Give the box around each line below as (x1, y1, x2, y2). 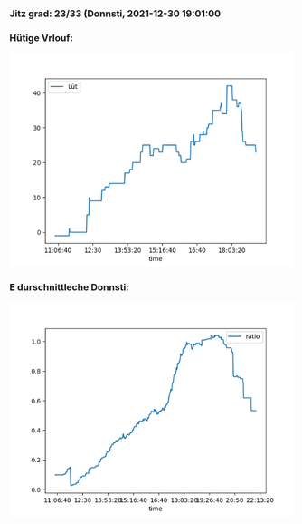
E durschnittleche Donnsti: (9, 281, 129, 294)
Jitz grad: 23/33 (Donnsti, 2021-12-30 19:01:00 (9, 7, 222, 20)
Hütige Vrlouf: (9, 31, 74, 44)
